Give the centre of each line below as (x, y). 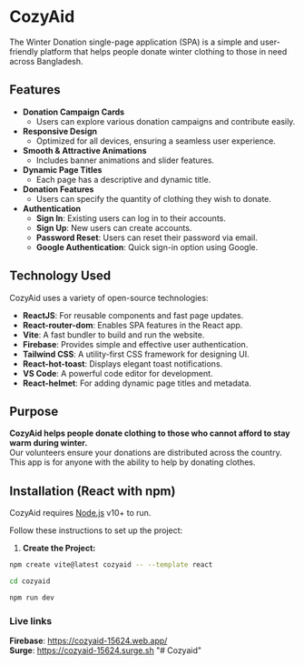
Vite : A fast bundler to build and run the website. (113, 335)
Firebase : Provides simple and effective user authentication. (135, 344)
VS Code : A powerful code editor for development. (118, 373)
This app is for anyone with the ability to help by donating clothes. (132, 462)
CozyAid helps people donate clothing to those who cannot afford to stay (150, 433)
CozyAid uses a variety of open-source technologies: (109, 297)
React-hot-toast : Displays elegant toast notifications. (123, 363)
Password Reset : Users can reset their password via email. (147, 237)
